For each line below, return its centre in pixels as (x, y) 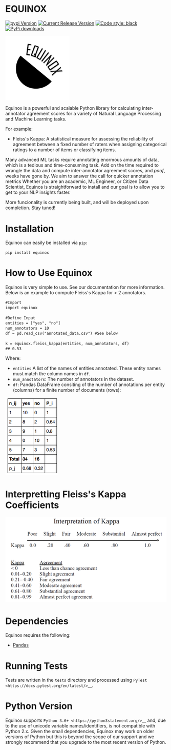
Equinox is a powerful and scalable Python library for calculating (73, 108)
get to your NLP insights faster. (38, 192)
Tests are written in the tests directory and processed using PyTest (76, 680)
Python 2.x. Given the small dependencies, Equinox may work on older (80, 732)
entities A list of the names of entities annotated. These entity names (87, 368)
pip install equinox (27, 253)
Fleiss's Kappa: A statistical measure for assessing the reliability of (83, 139)
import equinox (22, 308)
